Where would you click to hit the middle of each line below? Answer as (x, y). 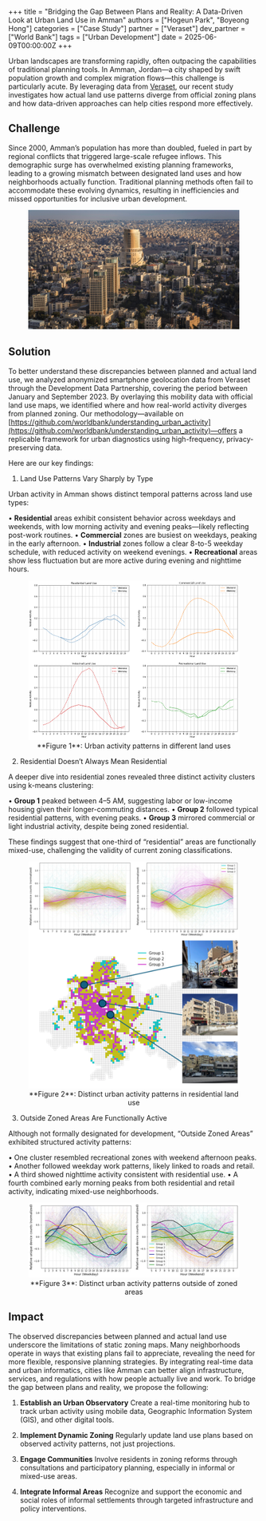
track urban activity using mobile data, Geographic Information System (136, 1411)
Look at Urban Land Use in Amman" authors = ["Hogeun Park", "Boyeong (129, 20)
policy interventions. (53, 1508)
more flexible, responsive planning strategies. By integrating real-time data (131, 1361)
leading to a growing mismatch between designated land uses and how (125, 173)
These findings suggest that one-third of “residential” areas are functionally (132, 842)
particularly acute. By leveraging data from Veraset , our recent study (121, 86)
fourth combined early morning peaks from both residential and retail (121, 1183)
